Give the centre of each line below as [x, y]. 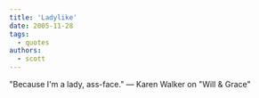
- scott [32, 59]
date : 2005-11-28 [41, 26]
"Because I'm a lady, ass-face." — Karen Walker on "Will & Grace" [130, 84]
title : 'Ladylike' [43, 17]
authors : [25, 51]
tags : [19, 34]
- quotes [33, 42]
